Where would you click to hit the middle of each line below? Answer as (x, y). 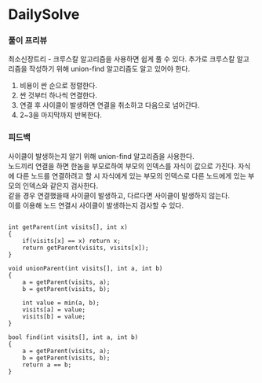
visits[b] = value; (54, 316)
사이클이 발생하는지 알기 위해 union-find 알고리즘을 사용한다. (101, 156)
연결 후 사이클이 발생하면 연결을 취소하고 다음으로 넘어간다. (109, 105)
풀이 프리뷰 (28, 41)
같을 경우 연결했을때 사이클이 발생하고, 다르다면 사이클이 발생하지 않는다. (119, 195)
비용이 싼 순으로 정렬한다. (58, 86)
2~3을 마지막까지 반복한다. (60, 115)
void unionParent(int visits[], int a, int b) (86, 268)
